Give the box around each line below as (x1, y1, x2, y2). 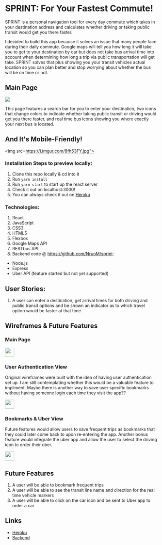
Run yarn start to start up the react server (12, 181, 98, 187)
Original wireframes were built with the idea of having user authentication (5, 374, 152, 380)
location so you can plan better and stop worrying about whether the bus (5, 64, 151, 70)
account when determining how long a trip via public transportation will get (5, 54, 155, 60)
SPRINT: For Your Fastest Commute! (5, 3, 154, 14)
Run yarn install (12, 176, 48, 182)
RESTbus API (12, 246, 39, 252)
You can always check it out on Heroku (12, 192, 91, 197)
